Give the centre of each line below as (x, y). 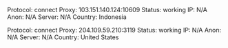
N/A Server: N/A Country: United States (63, 37)
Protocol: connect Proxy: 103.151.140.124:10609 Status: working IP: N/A (107, 10)
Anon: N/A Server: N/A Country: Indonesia (67, 17)
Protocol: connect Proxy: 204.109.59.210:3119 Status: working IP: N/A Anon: (114, 30)
